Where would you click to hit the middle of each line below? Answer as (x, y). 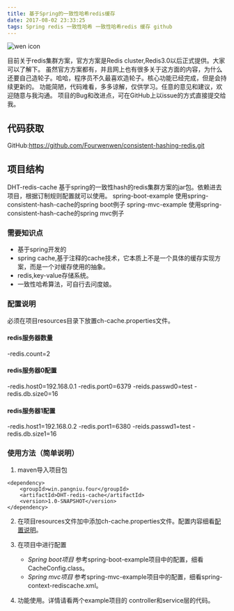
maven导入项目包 (42, 470)
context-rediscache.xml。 (65, 585)
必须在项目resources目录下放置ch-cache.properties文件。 (91, 320)
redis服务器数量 (30, 338)
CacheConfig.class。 (58, 568)
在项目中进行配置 (42, 544)
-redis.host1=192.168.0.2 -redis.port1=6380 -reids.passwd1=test (99, 427)
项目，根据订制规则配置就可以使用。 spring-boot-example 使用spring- (108, 196)
